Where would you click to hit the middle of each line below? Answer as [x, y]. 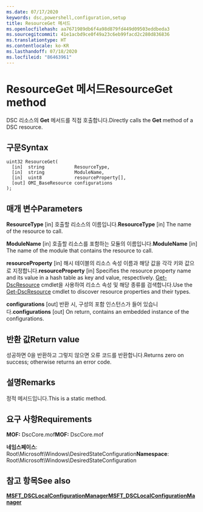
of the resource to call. [35, 231]
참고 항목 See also [39, 481]
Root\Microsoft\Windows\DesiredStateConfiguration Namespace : [88, 454]
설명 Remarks [31, 383]
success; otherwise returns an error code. [59, 362]
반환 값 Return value [43, 339]
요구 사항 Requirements [49, 419]
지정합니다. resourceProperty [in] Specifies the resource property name [102, 271]
